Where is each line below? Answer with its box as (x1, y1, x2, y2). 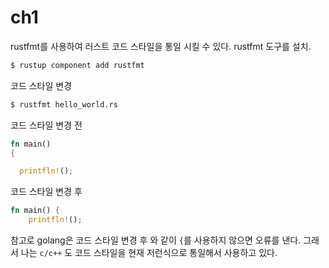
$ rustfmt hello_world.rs (10, 99, 118, 110)
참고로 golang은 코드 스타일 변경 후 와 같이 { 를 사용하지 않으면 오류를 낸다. (10, 234, 302, 246)
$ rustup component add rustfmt (10, 60, 145, 70)
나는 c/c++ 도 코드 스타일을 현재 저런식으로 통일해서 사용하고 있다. (20, 247, 278, 259)
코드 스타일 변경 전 (10, 119, 83, 131)
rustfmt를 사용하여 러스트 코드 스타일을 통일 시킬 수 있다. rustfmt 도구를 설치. (10, 40, 312, 52)
